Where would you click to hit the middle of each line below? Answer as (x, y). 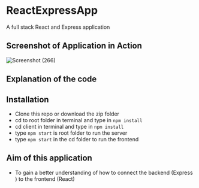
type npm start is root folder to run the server (71, 133)
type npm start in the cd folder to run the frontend (77, 139)
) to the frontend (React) (45, 179)
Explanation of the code (52, 79)
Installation (28, 99)
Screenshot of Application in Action (74, 46)
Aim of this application (49, 158)
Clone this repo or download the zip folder (67, 114)
